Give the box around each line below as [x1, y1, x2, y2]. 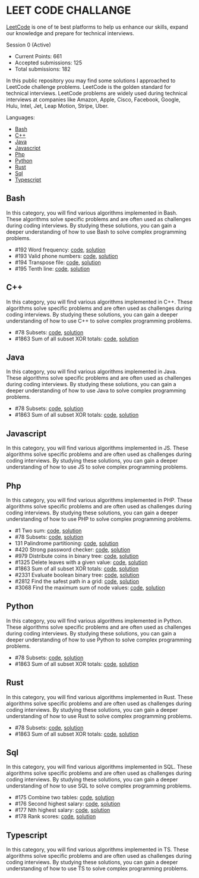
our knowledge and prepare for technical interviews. [6, 29, 135, 36]
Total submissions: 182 [14, 65, 71, 72]
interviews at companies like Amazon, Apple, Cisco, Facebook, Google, [6, 96, 181, 103]
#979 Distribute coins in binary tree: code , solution [14, 553, 139, 559]
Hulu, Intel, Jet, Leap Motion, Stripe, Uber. [6, 102, 109, 109]
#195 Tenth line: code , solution [14, 265, 90, 272]
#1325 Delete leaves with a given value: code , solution [14, 559, 148, 566]
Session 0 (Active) [6, 41, 52, 48]
